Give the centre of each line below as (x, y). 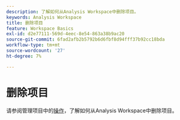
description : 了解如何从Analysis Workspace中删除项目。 (73, 12)
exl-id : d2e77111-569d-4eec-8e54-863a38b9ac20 (65, 34)
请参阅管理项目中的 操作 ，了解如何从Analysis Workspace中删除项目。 (92, 110)
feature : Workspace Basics (40, 28)
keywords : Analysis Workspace (44, 17)
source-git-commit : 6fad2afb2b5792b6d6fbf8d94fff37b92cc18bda (85, 39)
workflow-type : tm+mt (33, 45)
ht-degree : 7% (24, 56)
